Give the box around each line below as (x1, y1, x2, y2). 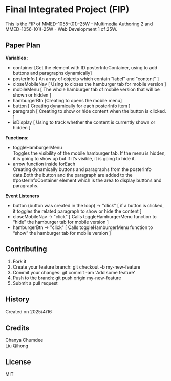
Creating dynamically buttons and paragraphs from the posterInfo (12, 166, 152, 173)
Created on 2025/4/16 (5, 309, 52, 315)
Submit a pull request (12, 280, 58, 286)
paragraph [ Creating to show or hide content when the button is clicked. (12, 108, 166, 114)
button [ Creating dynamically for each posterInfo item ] (12, 103, 131, 109)
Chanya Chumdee (5, 337, 44, 344)
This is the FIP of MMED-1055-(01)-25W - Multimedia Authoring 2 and (5, 21, 153, 27)
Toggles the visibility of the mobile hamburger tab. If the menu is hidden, (12, 150, 166, 156)
